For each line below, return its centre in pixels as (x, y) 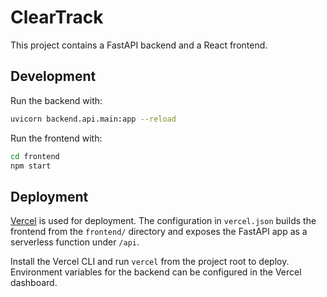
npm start (31, 166)
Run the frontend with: (56, 138)
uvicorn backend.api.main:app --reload (93, 119)
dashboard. (34, 283)
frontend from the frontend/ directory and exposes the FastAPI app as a (159, 232)
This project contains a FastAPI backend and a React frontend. (139, 45)
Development (53, 76)
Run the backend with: (56, 100)
